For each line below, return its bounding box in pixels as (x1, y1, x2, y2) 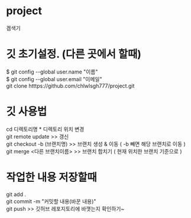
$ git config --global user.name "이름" (6, 68, 98, 75)
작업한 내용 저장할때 (6, 171, 98, 184)
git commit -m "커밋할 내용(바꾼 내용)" (6, 197, 96, 205)
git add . (6, 191, 27, 198)
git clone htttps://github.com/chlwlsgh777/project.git (6, 82, 135, 89)
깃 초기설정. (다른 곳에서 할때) (6, 47, 142, 61)
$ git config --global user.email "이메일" (6, 75, 102, 82)
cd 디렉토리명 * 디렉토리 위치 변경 (6, 126, 85, 133)
